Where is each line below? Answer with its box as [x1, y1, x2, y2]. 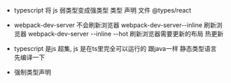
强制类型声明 [13, 68, 51, 76]
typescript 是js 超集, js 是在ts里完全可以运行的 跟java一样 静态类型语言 [13, 45, 217, 52]
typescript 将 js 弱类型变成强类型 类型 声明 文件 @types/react [13, 6, 192, 14]
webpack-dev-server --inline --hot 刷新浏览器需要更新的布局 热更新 [27, 30, 224, 38]
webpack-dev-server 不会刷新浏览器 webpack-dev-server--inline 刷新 [13, 21, 217, 29]
